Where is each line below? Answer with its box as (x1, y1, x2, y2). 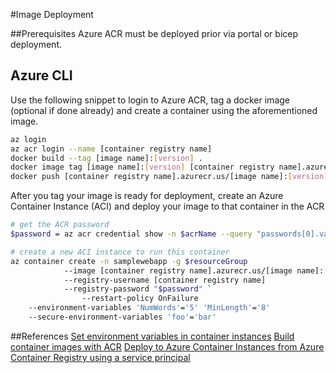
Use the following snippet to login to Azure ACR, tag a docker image (10, 94, 290, 106)
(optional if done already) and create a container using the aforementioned (10, 104, 318, 116)
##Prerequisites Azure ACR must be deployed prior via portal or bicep (10, 28, 299, 39)
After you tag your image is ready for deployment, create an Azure (10, 190, 284, 202)
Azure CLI (10, 67, 73, 84)
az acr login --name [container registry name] (10, 144, 213, 154)
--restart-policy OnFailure (81, 294, 199, 304)
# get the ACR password (10, 220, 110, 230)
